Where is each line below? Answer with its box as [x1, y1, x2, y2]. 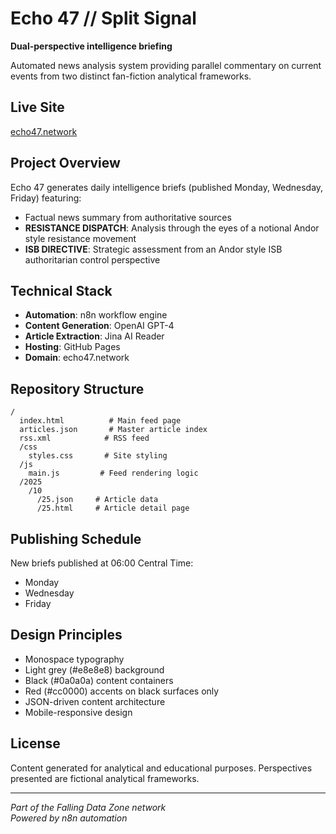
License [10, 735, 61, 752]
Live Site [10, 99, 65, 116]
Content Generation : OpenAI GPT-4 [24, 320, 175, 332]
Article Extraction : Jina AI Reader [24, 330, 165, 342]
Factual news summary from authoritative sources [24, 211, 232, 223]
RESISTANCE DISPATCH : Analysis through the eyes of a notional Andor [24, 222, 320, 234]
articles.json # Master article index [19, 425, 208, 435]
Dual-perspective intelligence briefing [10, 40, 173, 52]
